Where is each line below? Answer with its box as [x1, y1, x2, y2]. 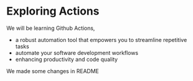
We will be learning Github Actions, [6, 24, 95, 32]
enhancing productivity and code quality [15, 55, 118, 63]
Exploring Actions [6, 4, 100, 18]
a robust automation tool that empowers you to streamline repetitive [15, 36, 187, 43]
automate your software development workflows [15, 49, 138, 56]
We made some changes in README [6, 67, 100, 74]
